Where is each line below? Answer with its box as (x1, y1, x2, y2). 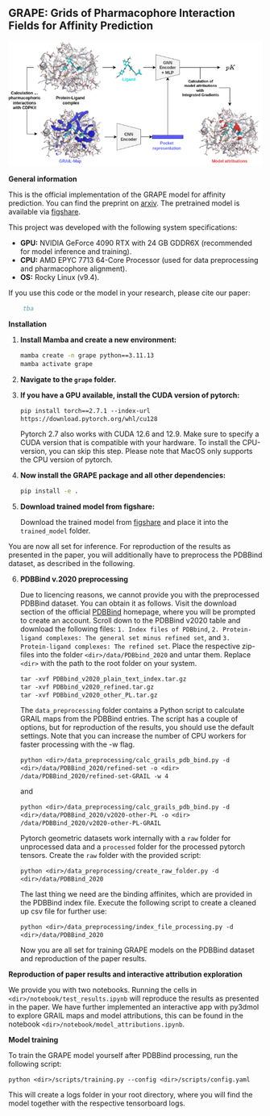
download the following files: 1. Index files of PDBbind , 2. (19, 624, 220, 634)
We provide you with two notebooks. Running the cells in (8, 985, 197, 994)
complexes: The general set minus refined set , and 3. (45, 632, 231, 642)
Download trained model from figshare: (19, 502, 156, 511)
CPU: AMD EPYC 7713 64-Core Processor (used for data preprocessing (19, 256, 259, 265)
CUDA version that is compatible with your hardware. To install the (19, 438, 241, 448)
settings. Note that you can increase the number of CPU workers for (19, 731, 247, 740)
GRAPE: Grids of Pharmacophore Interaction (8, 6, 235, 20)
